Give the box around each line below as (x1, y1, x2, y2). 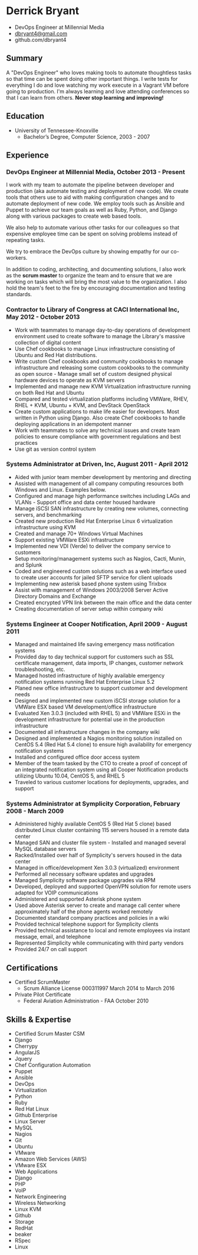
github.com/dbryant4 (14, 36, 67, 43)
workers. (6, 254, 28, 261)
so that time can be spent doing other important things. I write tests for (6, 75, 178, 82)
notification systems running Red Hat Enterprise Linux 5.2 (14, 679, 155, 686)
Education (6, 111, 45, 122)
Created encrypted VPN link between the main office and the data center (14, 599, 193, 606)
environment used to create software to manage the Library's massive (14, 332, 186, 340)
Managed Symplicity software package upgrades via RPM (14, 877, 156, 884)
